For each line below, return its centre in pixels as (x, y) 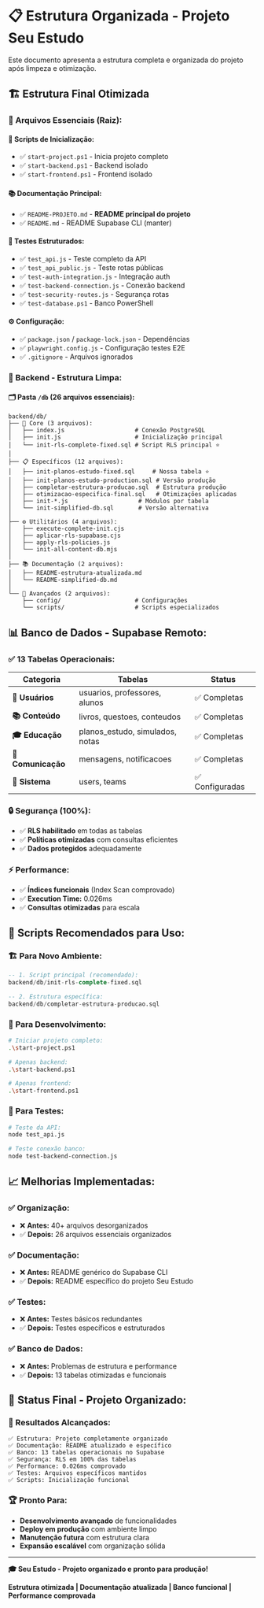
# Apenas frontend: (40, 1084)
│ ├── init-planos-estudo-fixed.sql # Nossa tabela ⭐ (109, 472)
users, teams (103, 781)
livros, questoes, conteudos (130, 717)
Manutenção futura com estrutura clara (84, 1537)
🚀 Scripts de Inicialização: (51, 139)
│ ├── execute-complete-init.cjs (66, 529)
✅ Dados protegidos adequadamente (81, 849)
